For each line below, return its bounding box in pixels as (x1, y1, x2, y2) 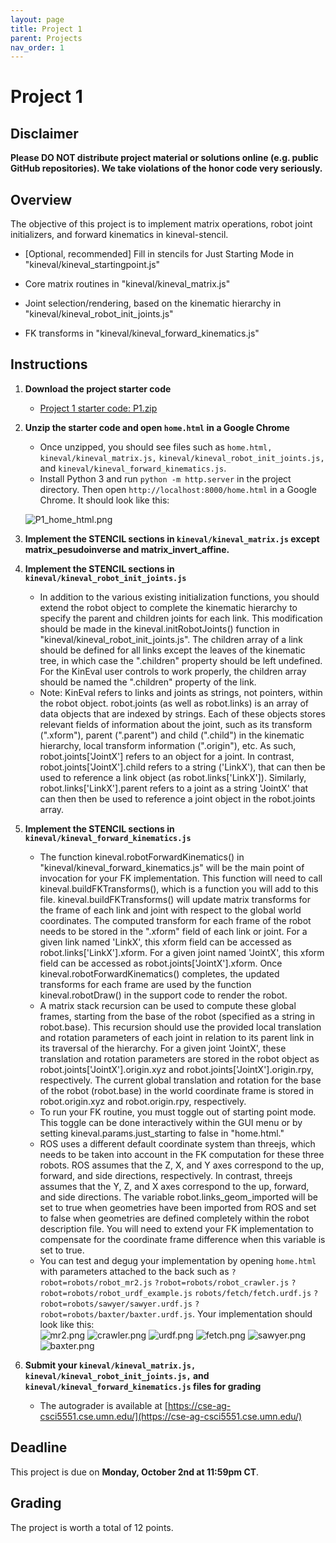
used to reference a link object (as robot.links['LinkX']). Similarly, (39, 771, 307, 783)
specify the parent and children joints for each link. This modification (39, 612, 323, 624)
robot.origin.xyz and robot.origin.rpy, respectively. (39, 1095, 247, 1107)
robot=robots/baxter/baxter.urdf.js (39, 1309, 193, 1320)
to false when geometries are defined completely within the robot (39, 1212, 310, 1224)
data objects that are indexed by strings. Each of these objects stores (39, 707, 326, 720)
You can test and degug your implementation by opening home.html (39, 1254, 317, 1266)
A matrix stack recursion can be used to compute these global (39, 999, 297, 1011)
